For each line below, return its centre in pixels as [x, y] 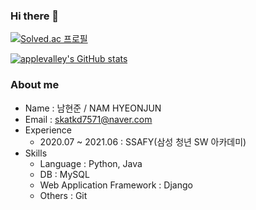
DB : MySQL [64, 174]
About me [35, 85]
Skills [36, 153]
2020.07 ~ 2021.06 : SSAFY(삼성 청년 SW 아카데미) [143, 141]
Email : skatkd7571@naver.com [88, 119]
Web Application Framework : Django [116, 185]
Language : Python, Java [91, 163]
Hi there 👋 [35, 16]
